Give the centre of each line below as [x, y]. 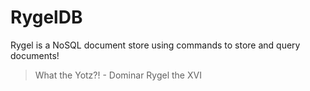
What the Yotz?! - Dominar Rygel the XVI [118, 75]
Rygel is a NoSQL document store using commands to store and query [155, 45]
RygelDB [46, 17]
